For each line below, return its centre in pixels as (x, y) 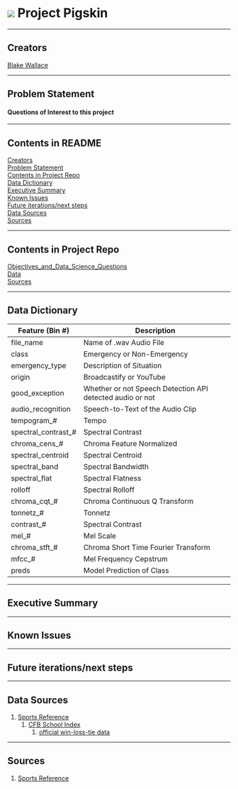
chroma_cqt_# (34, 501)
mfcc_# (23, 558)
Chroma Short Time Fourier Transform (147, 547)
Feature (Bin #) (43, 330)
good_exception (38, 393)
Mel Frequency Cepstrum (125, 558)
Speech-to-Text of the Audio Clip (140, 409)
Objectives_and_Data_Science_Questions (67, 266)
